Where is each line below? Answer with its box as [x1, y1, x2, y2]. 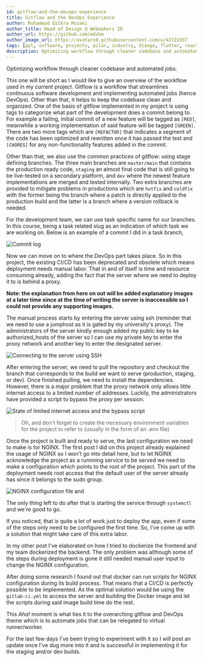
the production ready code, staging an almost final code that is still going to [6, 165, 195, 173]
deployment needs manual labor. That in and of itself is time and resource [6, 265, 190, 272]
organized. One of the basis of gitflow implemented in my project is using [6, 102, 188, 110]
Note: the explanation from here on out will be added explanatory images [6, 289, 193, 297]
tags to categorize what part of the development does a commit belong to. [6, 108, 192, 116]
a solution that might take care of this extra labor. [6, 530, 129, 538]
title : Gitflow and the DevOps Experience [6, 15, 115, 21]
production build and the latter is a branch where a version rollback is [6, 197, 179, 205]
